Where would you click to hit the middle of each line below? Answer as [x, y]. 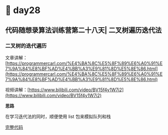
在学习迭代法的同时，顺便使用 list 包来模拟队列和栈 [58, 116]
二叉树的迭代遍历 [26, 46]
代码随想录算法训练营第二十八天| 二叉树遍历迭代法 [83, 30]
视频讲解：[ [17, 90]
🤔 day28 [23, 10]
